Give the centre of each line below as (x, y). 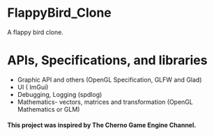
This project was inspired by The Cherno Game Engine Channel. (102, 125)
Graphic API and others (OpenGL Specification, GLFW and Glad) (109, 80)
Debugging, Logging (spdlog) (60, 94)
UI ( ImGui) (33, 87)
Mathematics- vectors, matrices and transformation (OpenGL (105, 102)
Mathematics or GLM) (48, 109)
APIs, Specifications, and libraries (107, 60)
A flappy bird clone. (36, 32)
